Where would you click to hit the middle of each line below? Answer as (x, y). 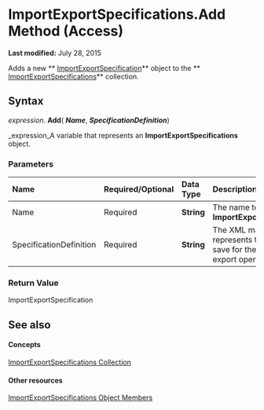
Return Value (33, 283)
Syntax (26, 101)
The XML (229, 230)
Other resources (35, 380)
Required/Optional (139, 189)
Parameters (31, 164)
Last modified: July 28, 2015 (55, 53)
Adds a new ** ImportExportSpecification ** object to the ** (104, 68)
